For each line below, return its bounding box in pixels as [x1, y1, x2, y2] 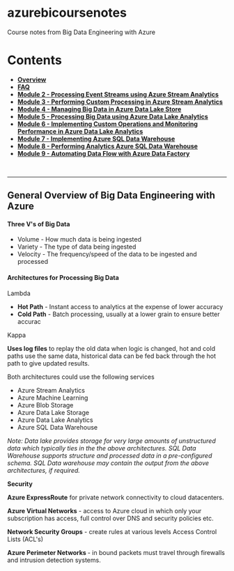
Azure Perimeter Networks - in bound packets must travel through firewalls [7, 548, 225, 556]
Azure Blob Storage [17, 400, 74, 409]
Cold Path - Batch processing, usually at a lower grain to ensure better [17, 310, 221, 318]
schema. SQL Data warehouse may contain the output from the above [7, 458, 210, 467]
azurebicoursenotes [7, 5, 127, 21]
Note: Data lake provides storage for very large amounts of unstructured [7, 437, 216, 445]
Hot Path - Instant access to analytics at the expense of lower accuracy [17, 302, 224, 311]
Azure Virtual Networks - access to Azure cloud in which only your [7, 506, 202, 515]
